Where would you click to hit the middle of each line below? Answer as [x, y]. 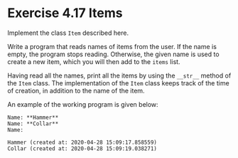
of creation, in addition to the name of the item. [76, 90]
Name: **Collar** [33, 123]
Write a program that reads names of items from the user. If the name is [112, 46]
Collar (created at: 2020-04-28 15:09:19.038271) [82, 148]
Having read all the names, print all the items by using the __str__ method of [119, 75]
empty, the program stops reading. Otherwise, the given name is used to [113, 54]
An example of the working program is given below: [83, 104]
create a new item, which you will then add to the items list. [94, 61]
